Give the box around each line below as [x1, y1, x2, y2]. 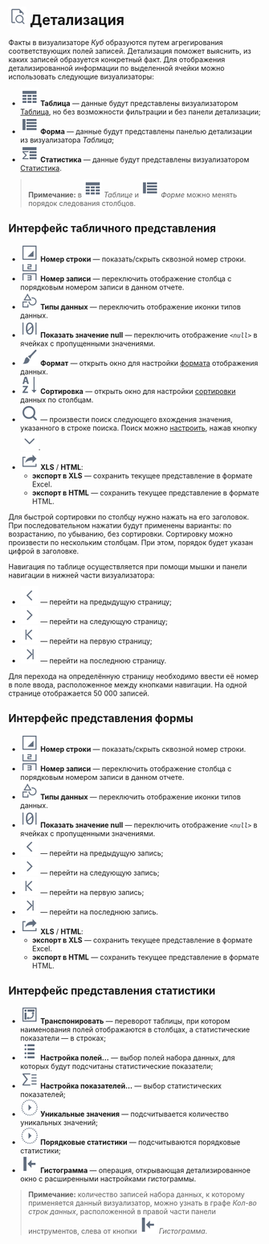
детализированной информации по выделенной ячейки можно [8, 63, 225, 72]
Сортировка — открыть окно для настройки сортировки [39, 386, 236, 396]
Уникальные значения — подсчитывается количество [39, 1109, 229, 1119]
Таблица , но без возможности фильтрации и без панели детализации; [19, 107, 261, 117]
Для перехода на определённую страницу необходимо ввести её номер [8, 671, 259, 681]
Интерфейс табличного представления [8, 222, 217, 236]
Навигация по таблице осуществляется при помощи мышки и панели [8, 561, 247, 571]
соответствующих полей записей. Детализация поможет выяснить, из [8, 46, 251, 55]
